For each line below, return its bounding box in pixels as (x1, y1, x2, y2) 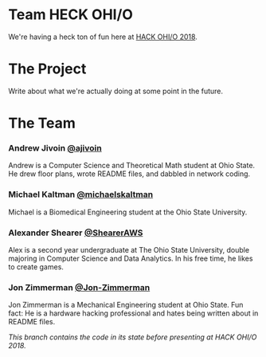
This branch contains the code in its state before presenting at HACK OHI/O (8, 332, 257, 342)
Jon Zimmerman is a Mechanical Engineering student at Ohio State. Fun (8, 300, 244, 310)
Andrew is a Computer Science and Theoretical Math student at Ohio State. (8, 161, 256, 171)
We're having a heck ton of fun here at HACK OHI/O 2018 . (8, 32, 198, 41)
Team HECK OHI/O (8, 6, 134, 24)
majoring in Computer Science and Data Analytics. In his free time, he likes (8, 253, 253, 263)
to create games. (8, 261, 64, 272)
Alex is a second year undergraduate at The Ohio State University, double (8, 245, 249, 254)
